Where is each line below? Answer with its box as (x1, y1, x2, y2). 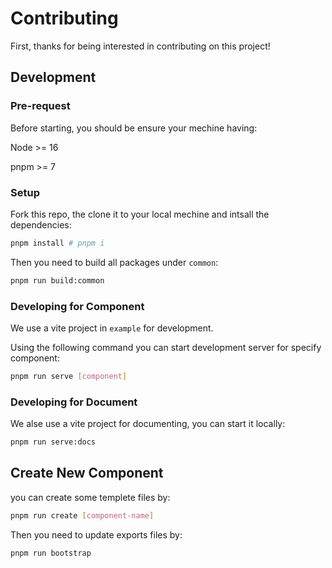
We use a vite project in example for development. (10, 322, 214, 334)
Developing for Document (10, 395, 138, 409)
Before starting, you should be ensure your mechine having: (10, 122, 258, 134)
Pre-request (10, 99, 71, 113)
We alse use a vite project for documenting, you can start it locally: (10, 418, 286, 430)
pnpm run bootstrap (10, 548, 92, 558)
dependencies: (10, 218, 72, 231)
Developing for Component (10, 299, 145, 313)
